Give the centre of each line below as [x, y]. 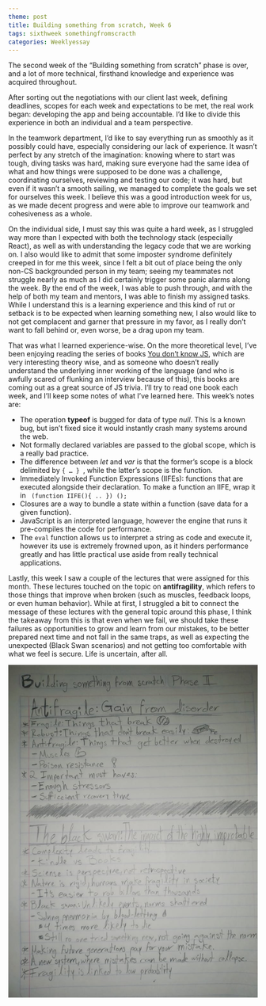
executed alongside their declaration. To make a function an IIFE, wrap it [137, 487]
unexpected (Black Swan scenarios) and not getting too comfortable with [127, 646]
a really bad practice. [54, 453]
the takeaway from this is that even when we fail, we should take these [123, 620]
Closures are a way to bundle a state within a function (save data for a [134, 504]
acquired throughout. [43, 82]
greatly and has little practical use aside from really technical [119, 554]
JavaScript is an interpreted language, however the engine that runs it [133, 521]
